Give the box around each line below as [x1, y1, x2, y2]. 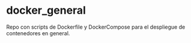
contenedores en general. [6, 29, 70, 36]
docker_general [6, 4, 86, 17]
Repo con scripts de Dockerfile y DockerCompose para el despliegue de [6, 23, 186, 30]
